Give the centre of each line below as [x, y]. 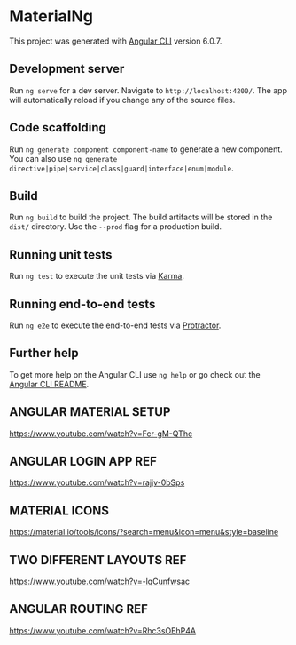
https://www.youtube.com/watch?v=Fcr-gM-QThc [101, 434]
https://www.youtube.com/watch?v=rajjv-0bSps [97, 482]
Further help [44, 353]
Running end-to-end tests [82, 304]
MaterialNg [51, 16]
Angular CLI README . [49, 384]
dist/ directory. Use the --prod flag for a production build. [115, 227]
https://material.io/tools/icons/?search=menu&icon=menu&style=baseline [144, 532]
